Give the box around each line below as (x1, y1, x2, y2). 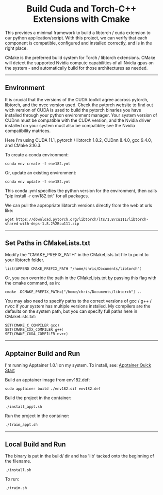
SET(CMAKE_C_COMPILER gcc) (5, 323, 60, 328)
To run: (5, 476, 19, 482)
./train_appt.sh (5, 422, 38, 427)
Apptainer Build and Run (5, 349, 80, 358)
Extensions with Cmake (33, 14, 130, 24)
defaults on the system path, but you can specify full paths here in (5, 308, 138, 314)
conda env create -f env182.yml (5, 161, 70, 166)
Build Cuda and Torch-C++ (26, 3, 137, 14)
